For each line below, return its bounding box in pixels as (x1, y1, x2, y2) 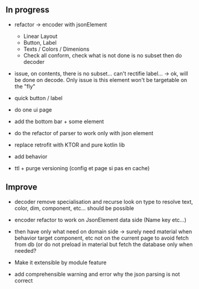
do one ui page (14, 106, 52, 113)
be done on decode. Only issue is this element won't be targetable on (14, 76, 188, 83)
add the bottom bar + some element (14, 118, 104, 125)
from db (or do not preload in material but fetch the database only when (14, 241, 193, 248)
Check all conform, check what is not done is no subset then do (23, 51, 182, 59)
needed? (14, 247, 37, 254)
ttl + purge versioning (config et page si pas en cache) (14, 164, 150, 171)
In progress (5, 5, 49, 15)
